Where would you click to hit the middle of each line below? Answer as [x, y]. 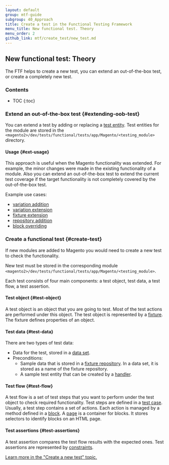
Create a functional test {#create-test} [54, 239]
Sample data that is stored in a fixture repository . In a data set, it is [89, 363]
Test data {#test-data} [29, 331]
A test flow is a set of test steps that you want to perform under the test [80, 397]
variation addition [31, 204]
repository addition [32, 221]
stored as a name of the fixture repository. [64, 369]
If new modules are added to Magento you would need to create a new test [83, 250]
